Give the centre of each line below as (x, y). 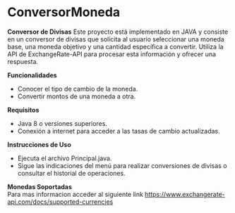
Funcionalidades (32, 75)
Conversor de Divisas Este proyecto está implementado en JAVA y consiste (118, 32)
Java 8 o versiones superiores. (62, 123)
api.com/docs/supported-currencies (60, 202)
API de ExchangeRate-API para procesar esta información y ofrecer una (112, 54)
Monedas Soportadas (40, 186)
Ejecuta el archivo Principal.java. (65, 158)
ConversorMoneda (64, 12)
